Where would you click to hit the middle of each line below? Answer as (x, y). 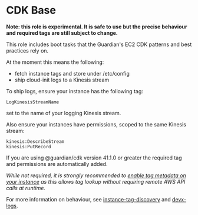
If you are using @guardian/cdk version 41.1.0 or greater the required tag (94, 158)
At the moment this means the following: (55, 62)
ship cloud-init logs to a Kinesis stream (62, 80)
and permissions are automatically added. (57, 164)
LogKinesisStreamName (33, 102)
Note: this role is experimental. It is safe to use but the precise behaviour (97, 27)
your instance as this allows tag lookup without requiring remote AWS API (96, 181)
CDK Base (31, 10)
